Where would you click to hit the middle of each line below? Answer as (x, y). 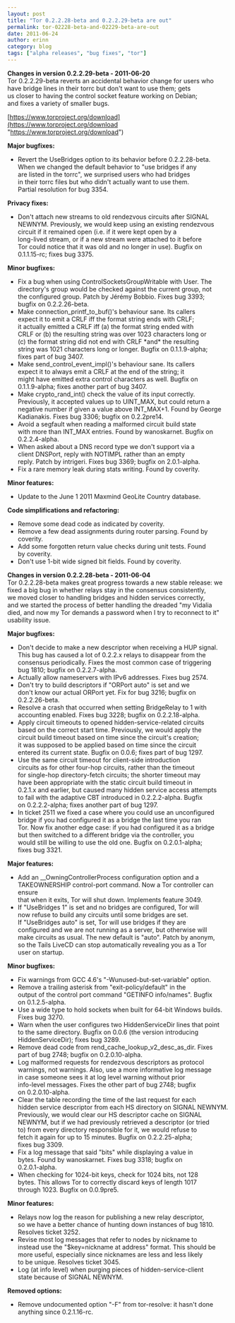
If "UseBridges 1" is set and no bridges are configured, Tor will (108, 907)
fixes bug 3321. (40, 850)
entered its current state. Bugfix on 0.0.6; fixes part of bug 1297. (110, 752)
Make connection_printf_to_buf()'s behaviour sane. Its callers (106, 311)
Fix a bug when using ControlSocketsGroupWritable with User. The (115, 281)
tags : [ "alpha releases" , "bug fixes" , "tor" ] (77, 54)
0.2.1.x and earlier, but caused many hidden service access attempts (117, 790)
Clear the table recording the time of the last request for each (107, 1099)
